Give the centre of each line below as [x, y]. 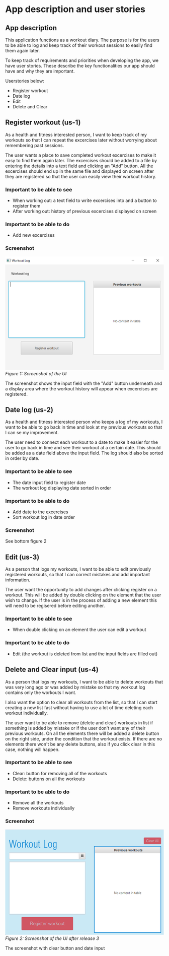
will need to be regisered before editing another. [55, 606]
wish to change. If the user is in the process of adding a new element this [81, 600]
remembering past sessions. [35, 145]
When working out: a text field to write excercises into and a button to [84, 200]
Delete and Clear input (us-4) [52, 670]
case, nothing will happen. [32, 749]
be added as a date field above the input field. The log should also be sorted [84, 453]
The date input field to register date [49, 483]
